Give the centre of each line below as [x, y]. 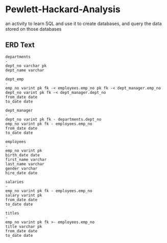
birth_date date [22, 155]
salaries [15, 182]
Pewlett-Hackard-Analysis [63, 9]
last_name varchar [25, 164]
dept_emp [15, 79]
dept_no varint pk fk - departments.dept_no [53, 119]
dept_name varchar [25, 70]
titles [12, 213]
